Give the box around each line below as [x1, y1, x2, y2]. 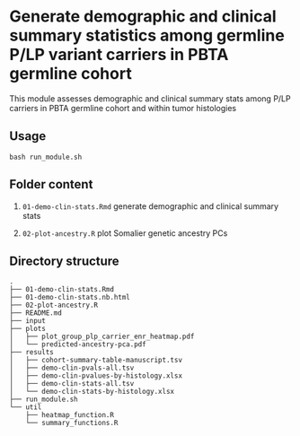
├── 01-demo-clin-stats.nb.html [9, 293, 130, 302]
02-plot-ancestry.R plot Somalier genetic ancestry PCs [22, 227, 228, 239]
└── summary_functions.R [25, 419, 119, 428]
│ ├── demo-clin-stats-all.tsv [9, 379, 135, 388]
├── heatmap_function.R [25, 411, 115, 420]
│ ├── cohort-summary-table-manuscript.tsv [9, 356, 182, 365]
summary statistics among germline [9, 25, 285, 46]
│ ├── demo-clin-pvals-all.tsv [9, 363, 135, 373]
